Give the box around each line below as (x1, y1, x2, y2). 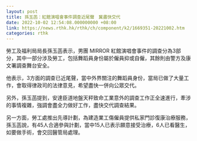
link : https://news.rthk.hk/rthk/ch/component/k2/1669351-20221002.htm (6, 25, 185, 31)
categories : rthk (6, 31, 49, 36)
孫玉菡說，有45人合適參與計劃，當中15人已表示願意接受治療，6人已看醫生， (6, 122, 191, 129)
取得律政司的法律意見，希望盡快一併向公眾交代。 (21, 82, 140, 89)
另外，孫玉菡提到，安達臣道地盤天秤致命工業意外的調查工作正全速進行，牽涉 (6, 95, 191, 102)
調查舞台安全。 (16, 62, 53, 69)
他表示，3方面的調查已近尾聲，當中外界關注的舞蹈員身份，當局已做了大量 (6, 75, 184, 82)
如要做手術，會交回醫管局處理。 (6, 129, 83, 136)
